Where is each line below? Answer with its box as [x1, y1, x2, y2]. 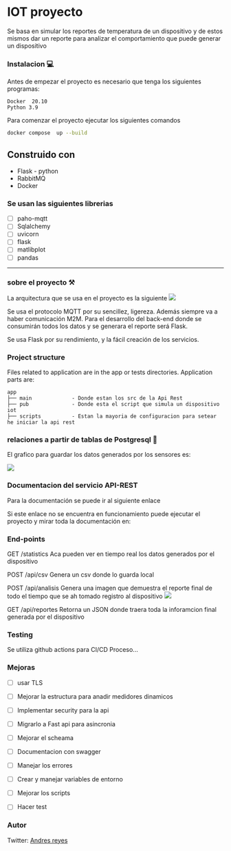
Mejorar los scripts [16, 789, 71, 797]
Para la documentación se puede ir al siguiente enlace [7, 496, 161, 504]
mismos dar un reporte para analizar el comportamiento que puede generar [7, 34, 221, 42]
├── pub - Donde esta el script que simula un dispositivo [7, 401, 220, 408]
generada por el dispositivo [7, 613, 85, 621]
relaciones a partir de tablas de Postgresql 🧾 [7, 435, 158, 444]
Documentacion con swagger [16, 747, 101, 755]
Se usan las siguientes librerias [7, 198, 113, 208]
